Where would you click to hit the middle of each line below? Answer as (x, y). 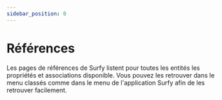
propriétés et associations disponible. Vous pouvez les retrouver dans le (111, 75)
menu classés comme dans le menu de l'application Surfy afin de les (106, 83)
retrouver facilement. (37, 90)
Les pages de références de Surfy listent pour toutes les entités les (103, 68)
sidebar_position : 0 (37, 14)
